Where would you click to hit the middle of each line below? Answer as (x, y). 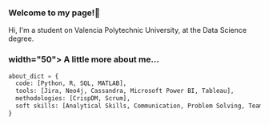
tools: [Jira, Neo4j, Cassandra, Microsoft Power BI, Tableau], (125, 91)
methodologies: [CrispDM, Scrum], (73, 99)
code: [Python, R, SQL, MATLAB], (71, 83)
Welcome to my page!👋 (54, 13)
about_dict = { (34, 76)
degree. (21, 38)
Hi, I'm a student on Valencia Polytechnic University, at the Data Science (127, 30)
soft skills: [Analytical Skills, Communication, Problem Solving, (130, 106)
